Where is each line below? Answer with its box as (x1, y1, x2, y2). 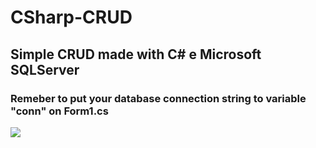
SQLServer (10, 61, 80, 78)
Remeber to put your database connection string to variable (10, 91, 307, 105)
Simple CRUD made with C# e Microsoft (10, 46, 262, 63)
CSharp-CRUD (10, 6, 133, 29)
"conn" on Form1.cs (10, 104, 109, 118)
